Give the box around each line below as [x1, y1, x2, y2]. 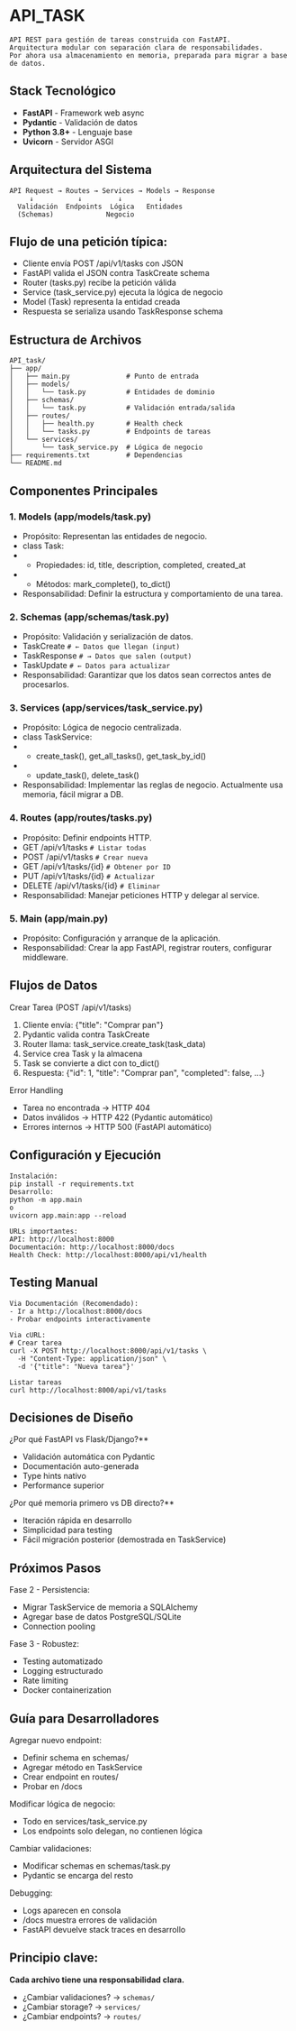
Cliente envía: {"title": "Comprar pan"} [22, 1019, 164, 1030]
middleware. [22, 952, 69, 963]
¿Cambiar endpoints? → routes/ [22, 2010, 142, 2021]
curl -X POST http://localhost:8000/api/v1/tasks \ [9, 1346, 207, 1356]
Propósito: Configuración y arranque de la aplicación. [22, 933, 220, 943]
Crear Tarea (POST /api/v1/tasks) [9, 1002, 132, 1013]
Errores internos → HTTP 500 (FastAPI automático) [22, 1121, 212, 1132]
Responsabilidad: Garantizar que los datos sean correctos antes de [22, 669, 272, 681]
